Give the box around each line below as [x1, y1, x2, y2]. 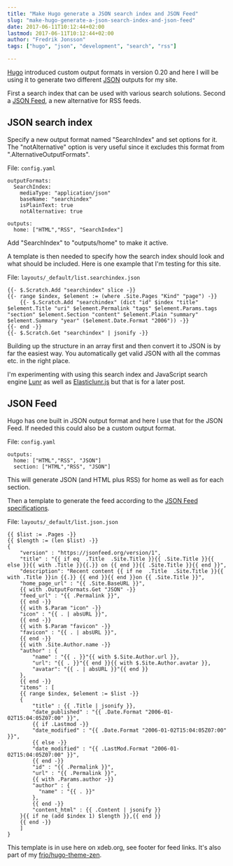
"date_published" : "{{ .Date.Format [32, 708, 142, 716]
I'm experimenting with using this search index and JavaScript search [7, 370, 208, 378]
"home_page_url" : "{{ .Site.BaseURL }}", [20, 580, 146, 587]
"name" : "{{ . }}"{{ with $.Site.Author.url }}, [32, 653, 180, 660]
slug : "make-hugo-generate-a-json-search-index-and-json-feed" [7, 17, 196, 24]
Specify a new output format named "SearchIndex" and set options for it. [7, 135, 218, 143]
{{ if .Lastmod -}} [32, 721, 90, 727]
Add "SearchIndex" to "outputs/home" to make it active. [7, 239, 169, 247]
